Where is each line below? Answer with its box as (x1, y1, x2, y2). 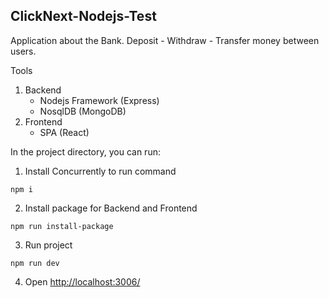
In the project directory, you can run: (10, 145, 161, 158)
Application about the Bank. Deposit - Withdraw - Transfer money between (10, 34, 320, 46)
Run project (24, 239, 73, 251)
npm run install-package (10, 221, 114, 231)
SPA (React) (39, 126, 90, 138)
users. (10, 45, 37, 57)
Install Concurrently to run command (24, 165, 177, 177)
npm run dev (10, 258, 60, 268)
